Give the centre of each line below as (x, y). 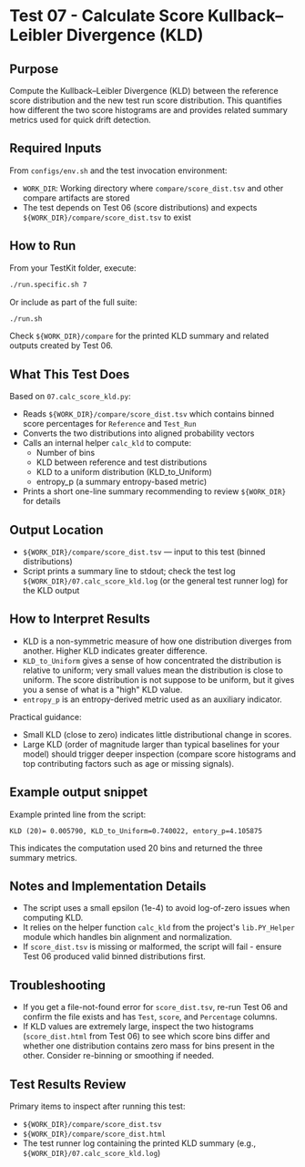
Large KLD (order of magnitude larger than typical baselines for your (151, 744)
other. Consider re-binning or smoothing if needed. (118, 1056)
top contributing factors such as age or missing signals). (128, 763)
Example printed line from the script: (78, 814)
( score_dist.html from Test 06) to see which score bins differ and (146, 1037)
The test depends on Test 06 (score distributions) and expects (140, 207)
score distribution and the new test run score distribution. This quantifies (146, 100)
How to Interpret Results (80, 620)
